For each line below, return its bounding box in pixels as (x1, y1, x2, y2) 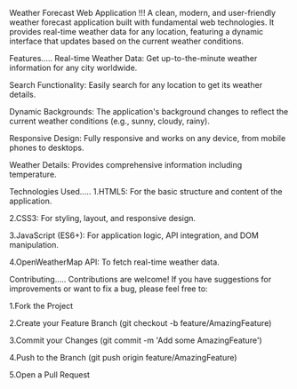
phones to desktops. (9, 142, 84, 153)
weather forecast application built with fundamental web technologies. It (9, 17, 275, 28)
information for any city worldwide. (9, 62, 138, 73)
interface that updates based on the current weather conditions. (9, 36, 245, 46)
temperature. (9, 169, 57, 179)
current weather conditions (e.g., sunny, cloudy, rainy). (9, 115, 211, 126)
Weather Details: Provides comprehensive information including (9, 160, 243, 170)
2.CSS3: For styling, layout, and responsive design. (9, 213, 197, 223)
